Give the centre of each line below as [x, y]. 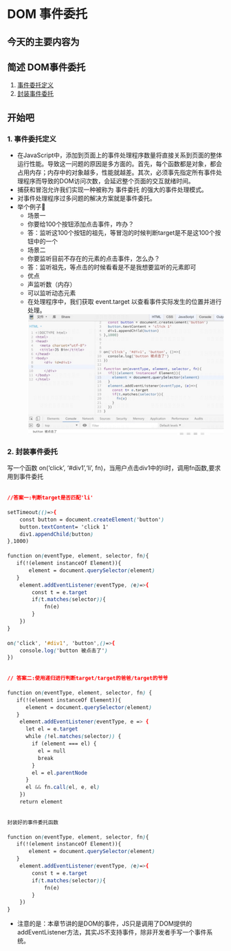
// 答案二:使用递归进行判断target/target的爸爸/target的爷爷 [88, 678]
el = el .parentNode [60, 773]
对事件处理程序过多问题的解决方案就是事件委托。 [86, 198]
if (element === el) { [64, 744]
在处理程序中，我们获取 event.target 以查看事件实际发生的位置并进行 [124, 302]
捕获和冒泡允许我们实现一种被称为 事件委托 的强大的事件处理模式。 [112, 190]
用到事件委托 [25, 477]
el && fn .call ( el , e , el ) [62, 787]
